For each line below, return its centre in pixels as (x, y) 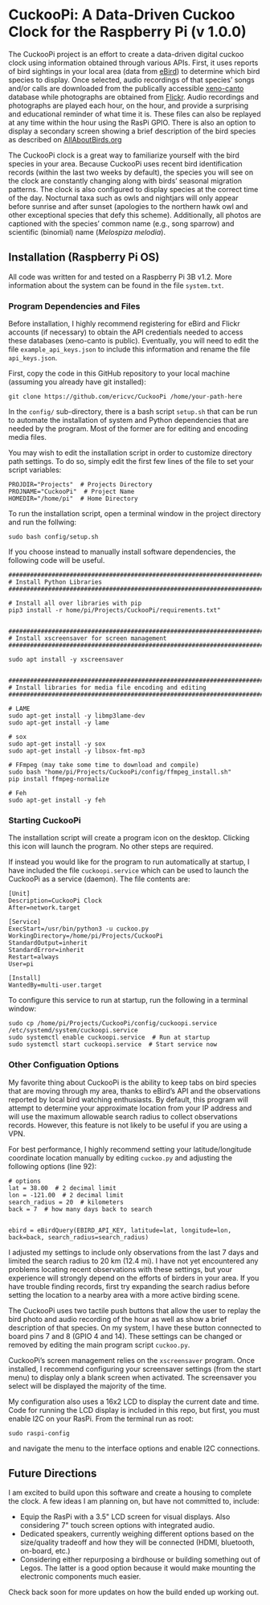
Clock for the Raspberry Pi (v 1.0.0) (127, 32)
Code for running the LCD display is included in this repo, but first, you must (134, 1410)
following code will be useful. (57, 560)
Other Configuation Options (63, 1065)
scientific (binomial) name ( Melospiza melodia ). (87, 232)
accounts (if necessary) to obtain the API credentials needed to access (126, 332)
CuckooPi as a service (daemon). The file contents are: (99, 879)
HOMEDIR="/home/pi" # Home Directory (73, 499)
